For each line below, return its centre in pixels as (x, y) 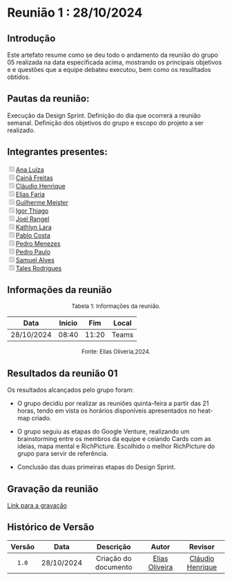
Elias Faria (30, 194)
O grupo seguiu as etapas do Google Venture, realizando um (103, 431)
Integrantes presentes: (58, 152)
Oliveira (161, 567)
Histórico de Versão (51, 527)
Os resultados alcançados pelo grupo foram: (71, 390)
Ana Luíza (30, 169)
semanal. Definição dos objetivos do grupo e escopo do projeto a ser (105, 123)
